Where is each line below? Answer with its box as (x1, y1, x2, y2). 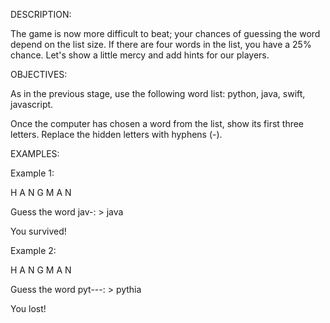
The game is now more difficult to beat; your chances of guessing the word (10, 28, 321, 39)
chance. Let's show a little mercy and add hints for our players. (10, 49, 270, 61)
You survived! (10, 225, 67, 237)
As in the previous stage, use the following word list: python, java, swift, (10, 88, 306, 99)
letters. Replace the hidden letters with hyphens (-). (10, 129, 223, 140)
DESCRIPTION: (10, 9, 72, 20)
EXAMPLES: (10, 148, 60, 159)
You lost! (10, 303, 47, 314)
